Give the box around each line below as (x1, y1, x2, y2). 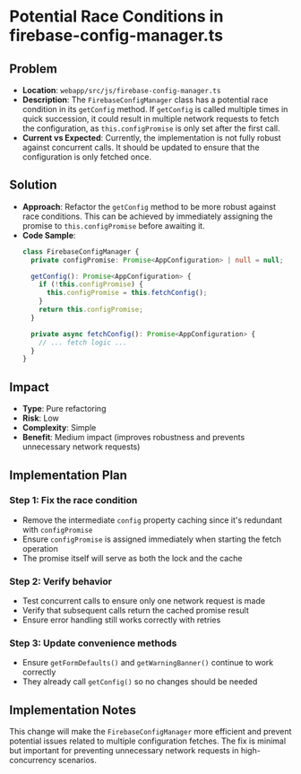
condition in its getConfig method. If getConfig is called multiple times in (21, 104, 288, 114)
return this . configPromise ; (39, 305, 143, 315)
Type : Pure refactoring (21, 404, 107, 414)
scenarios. (57, 755, 97, 766)
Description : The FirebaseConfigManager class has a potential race (21, 94, 269, 105)
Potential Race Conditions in (9, 6, 224, 27)
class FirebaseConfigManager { (21, 247, 140, 257)
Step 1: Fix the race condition (9, 494, 138, 507)
